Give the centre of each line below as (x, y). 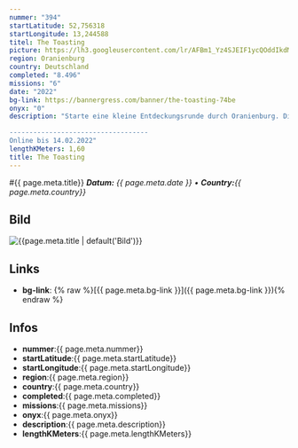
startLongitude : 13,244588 (59, 34)
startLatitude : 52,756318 (57, 26)
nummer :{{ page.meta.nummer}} (82, 349)
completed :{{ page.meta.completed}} (91, 397)
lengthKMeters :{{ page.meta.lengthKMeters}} (107, 434)
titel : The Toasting (47, 42)
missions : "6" (35, 83)
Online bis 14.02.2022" (53, 141)
